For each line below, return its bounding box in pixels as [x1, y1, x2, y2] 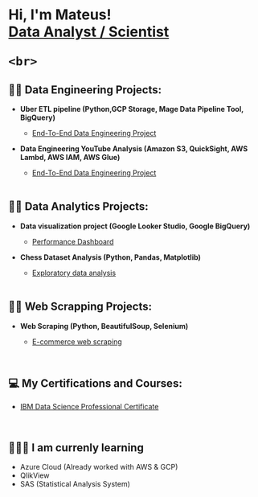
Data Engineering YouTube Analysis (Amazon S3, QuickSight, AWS [19, 144, 248, 154]
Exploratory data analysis [31, 268, 117, 277]
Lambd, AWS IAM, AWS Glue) [19, 153, 121, 162]
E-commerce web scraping [31, 336, 122, 347]
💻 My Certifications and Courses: [8, 376, 182, 391]
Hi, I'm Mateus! [8, 6, 112, 24]
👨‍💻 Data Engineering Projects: [8, 83, 162, 97]
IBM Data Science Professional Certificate [19, 402, 159, 412]
